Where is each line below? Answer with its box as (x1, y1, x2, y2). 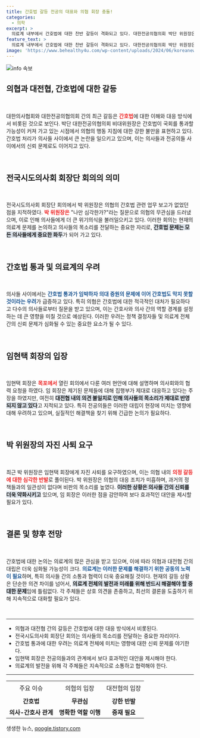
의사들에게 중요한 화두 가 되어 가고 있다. (12, 231, 102, 239)
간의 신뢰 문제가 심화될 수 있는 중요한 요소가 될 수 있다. (6, 320, 133, 328)
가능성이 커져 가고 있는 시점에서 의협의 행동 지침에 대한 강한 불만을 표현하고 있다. (6, 127, 193, 134)
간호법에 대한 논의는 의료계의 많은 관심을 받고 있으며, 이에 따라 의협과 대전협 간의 (6, 557, 193, 564)
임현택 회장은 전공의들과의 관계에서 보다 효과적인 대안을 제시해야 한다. (14, 654, 177, 662)
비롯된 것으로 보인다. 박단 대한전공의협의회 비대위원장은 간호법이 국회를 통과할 (12, 120, 194, 127)
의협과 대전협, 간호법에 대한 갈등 (6, 84, 117, 94)
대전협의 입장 (106, 684, 141, 693)
